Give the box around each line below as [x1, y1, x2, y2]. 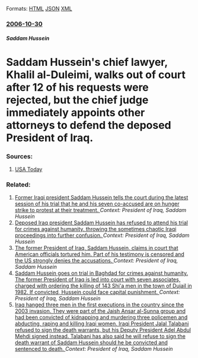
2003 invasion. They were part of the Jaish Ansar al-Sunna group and [14, 308, 186, 315]
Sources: [6, 152, 33, 160]
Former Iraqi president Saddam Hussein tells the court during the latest [14, 194, 189, 201]
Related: [6, 180, 31, 189]
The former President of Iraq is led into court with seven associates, [14, 276, 181, 283]
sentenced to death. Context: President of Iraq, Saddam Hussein [14, 346, 173, 353]
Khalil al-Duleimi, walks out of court [6, 68, 186, 81]
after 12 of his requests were [6, 80, 149, 94]
